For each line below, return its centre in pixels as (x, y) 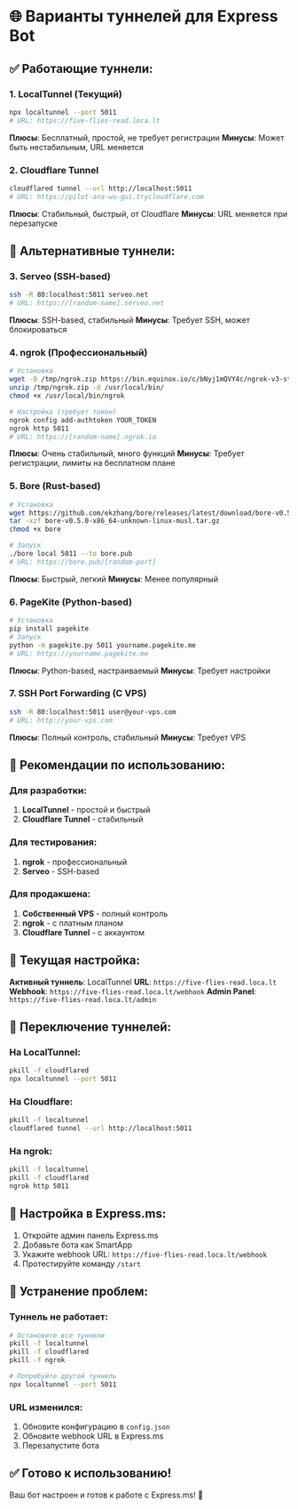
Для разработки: (48, 791)
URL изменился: (46, 1407)
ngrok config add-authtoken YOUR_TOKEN (83, 420)
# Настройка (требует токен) (63, 412)
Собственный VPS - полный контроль (95, 913)
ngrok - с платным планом (73, 923)
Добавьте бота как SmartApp (77, 1244)
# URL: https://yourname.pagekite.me (79, 654)
